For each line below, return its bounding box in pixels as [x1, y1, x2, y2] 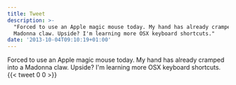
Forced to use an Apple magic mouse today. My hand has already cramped [7, 55, 225, 64]
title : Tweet [7, 10, 46, 18]
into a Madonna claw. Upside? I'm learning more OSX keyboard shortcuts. [7, 63, 221, 72]
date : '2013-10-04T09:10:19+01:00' [7, 37, 112, 44]
